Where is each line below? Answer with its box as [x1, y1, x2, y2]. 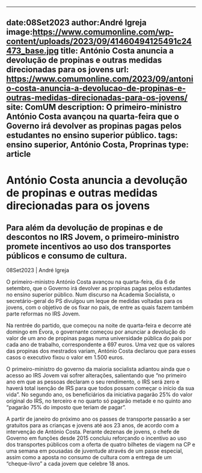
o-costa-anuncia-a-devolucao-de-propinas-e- [6, 84, 186, 94]
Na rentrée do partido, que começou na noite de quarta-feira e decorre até [6, 322, 192, 329]
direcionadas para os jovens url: [6, 64, 129, 75]
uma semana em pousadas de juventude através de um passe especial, [6, 447, 183, 454]
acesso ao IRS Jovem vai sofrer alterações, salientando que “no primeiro [6, 372, 187, 379]
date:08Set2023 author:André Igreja [6, 17, 147, 28]
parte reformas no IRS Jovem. [6, 310, 81, 317]
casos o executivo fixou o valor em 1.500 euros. [6, 354, 124, 361]
